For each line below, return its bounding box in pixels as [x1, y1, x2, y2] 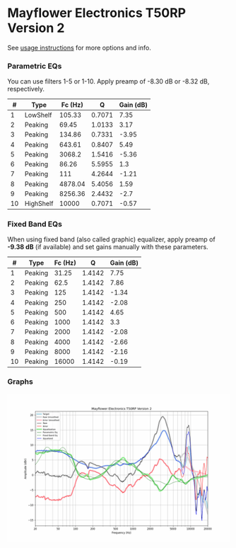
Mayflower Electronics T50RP [7, 5, 187, 21]
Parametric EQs [7, 61, 62, 71]
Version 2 [7, 20, 65, 36]
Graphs [7, 377, 33, 387]
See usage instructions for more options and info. [7, 43, 152, 52]
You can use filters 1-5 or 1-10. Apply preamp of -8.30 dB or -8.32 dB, [7, 77, 210, 86]
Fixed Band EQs [7, 219, 62, 229]
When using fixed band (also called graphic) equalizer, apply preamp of [7, 235, 216, 244]
